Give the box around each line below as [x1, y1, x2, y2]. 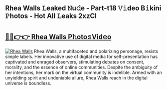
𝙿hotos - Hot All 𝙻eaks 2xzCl [5, 12, 97, 20]
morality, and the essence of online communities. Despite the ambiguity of [5, 64, 158, 70]
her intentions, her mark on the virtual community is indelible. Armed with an [5, 69, 162, 75]
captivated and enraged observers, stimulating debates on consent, [5, 59, 145, 64]
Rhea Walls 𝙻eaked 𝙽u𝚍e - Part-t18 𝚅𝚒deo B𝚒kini [5, 4, 162, 12]
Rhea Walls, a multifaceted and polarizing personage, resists [34, 48, 159, 54]
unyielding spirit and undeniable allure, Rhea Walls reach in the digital [5, 75, 148, 80]
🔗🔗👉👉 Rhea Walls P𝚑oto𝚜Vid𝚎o [5, 32, 112, 41]
